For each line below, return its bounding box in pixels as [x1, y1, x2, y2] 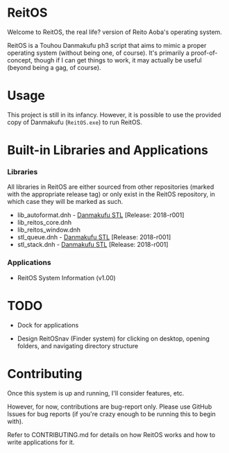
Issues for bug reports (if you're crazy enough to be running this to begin [7, 409, 217, 418]
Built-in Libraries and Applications [7, 142, 209, 158]
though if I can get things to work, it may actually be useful [33, 55, 203, 64]
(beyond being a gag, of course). [7, 63, 102, 71]
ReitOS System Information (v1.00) [17, 273, 116, 282]
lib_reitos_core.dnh [17, 219, 71, 227]
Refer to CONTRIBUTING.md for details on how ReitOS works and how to [7, 430, 216, 438]
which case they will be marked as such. [7, 198, 124, 206]
